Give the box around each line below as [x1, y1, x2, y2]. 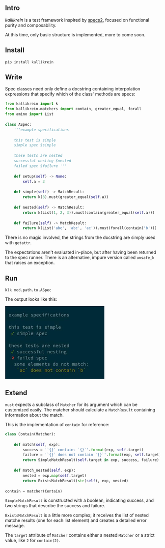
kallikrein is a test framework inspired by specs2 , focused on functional [5, 17, 150, 23]
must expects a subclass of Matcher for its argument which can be [5, 402, 137, 407]
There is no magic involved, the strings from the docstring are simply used [5, 234, 156, 240]
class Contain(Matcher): [5, 432, 56, 436]
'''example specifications [14, 127, 69, 132]
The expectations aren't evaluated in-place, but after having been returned [5, 249, 156, 255]
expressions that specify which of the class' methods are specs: [5, 91, 136, 97]
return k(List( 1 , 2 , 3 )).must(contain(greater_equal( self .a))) [23, 210, 155, 215]
